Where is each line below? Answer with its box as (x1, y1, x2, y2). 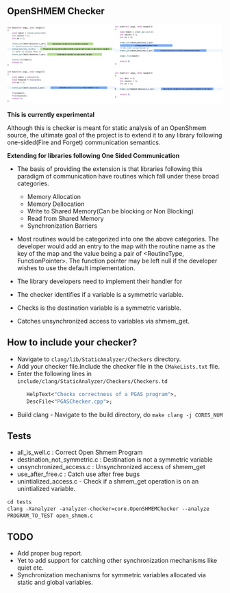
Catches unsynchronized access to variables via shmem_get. (16, 317, 190, 326)
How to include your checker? (7, 337, 138, 348)
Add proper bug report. (16, 549, 84, 557)
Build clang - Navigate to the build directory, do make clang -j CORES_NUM (16, 410, 223, 419)
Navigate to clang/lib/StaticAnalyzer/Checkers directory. (16, 355, 181, 363)
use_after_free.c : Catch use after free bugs (16, 470, 140, 478)
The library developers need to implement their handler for (16, 277, 183, 286)
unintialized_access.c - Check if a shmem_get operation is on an (16, 477, 199, 486)
